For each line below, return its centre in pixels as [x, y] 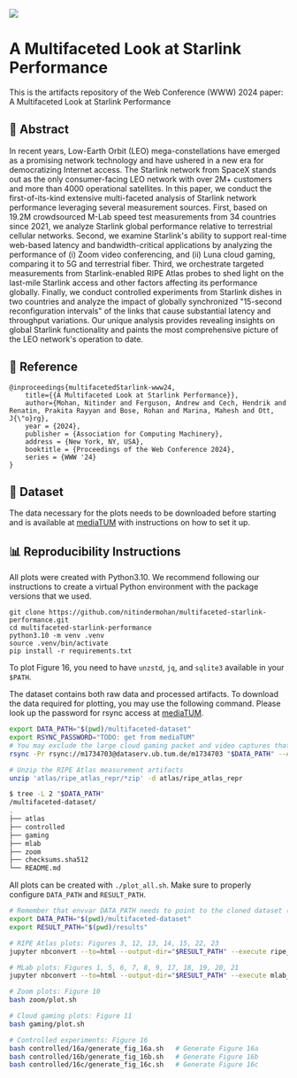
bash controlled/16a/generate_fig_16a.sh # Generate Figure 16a [134, 1048]
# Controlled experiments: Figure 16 [79, 1040]
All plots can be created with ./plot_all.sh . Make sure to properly [130, 885]
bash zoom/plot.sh [43, 1000]
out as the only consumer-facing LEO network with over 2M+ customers [141, 179]
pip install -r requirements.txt [71, 651]
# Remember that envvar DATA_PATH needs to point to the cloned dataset [146, 911]
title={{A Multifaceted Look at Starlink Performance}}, [132, 395]
